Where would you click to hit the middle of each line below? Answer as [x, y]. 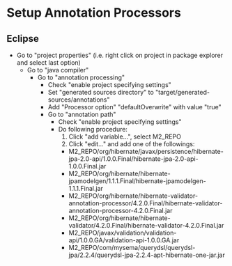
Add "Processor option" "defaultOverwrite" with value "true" [134, 107]
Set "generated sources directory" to [101, 92]
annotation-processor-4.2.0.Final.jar [121, 211]
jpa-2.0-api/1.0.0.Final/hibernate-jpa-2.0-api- [134, 159]
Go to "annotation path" [82, 114]
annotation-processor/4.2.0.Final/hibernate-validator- [146, 203]
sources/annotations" [79, 100]
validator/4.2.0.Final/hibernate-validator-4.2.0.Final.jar [146, 225]
